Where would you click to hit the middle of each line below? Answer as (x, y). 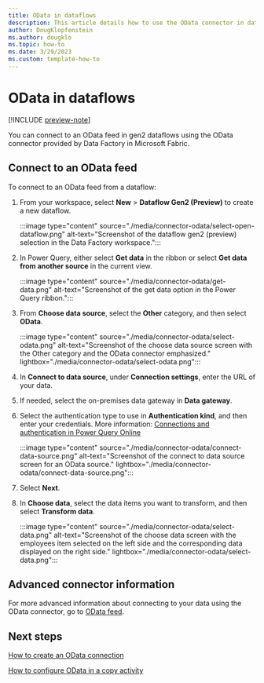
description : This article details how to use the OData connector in (126, 23)
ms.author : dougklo (40, 37)
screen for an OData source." (66, 464)
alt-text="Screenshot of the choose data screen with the (145, 535)
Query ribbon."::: (46, 298)
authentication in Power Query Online (80, 432)
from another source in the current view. (86, 266)
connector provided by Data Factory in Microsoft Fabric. (99, 143)
